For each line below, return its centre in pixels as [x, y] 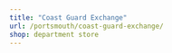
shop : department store [54, 34]
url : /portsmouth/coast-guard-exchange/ [87, 26]
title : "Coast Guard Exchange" [68, 18]
